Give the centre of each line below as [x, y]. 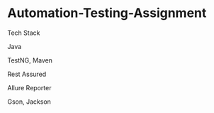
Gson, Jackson [29, 102]
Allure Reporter [29, 87]
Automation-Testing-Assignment [107, 13]
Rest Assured [27, 74]
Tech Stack [24, 33]
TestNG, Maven [30, 60]
